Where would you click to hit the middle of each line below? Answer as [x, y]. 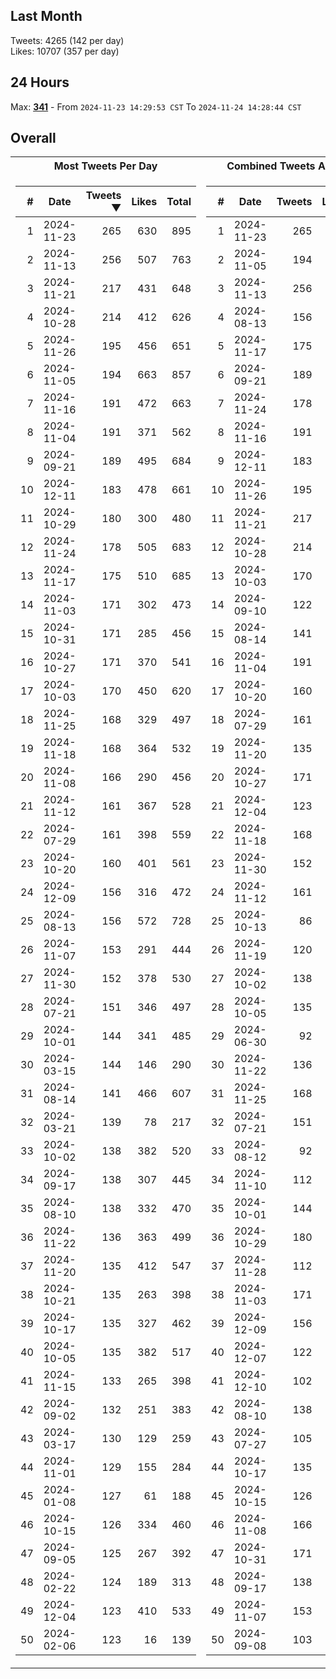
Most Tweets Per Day [105, 166]
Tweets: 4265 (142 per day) [67, 40]
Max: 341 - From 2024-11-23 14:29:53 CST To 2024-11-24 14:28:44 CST [156, 106]
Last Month [46, 16]
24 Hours [40, 82]
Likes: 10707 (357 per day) [65, 51]
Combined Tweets [271, 166]
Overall [33, 138]
